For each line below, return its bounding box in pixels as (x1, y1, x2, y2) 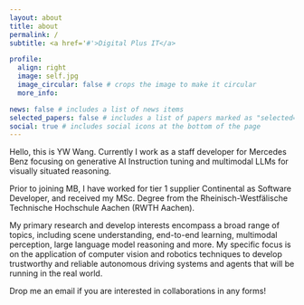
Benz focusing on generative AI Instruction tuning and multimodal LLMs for (9, 156, 290, 167)
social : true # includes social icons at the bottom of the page (9, 121, 261, 131)
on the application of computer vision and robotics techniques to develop (9, 249, 282, 260)
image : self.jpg (17, 71, 79, 81)
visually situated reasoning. (9, 166, 111, 176)
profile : (9, 55, 43, 64)
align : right (17, 63, 67, 72)
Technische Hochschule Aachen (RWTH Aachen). (9, 203, 195, 214)
